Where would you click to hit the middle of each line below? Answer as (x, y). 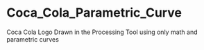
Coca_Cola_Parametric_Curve (94, 13)
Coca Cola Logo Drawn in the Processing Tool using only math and (102, 32)
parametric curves (33, 39)
